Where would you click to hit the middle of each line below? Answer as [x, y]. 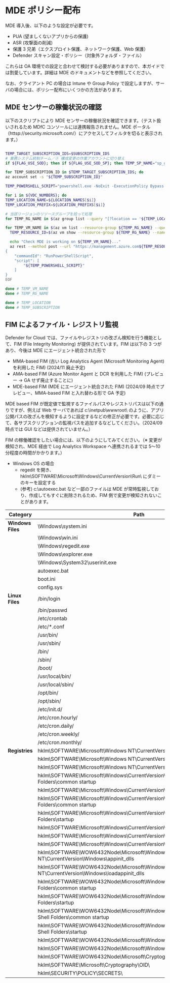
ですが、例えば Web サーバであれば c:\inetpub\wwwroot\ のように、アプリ [87, 410]
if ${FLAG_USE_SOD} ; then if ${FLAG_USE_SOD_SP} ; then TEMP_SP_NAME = [80, 163]
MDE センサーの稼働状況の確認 [54, 107]
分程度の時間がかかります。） [35, 453]
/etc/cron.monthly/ [60, 742]
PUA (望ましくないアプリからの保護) [50, 36]
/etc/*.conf [51, 627]
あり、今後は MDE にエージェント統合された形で [56, 350]
